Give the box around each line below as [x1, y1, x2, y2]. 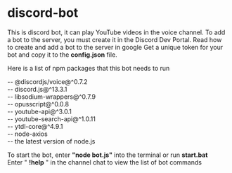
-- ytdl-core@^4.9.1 [7, 122, 63, 130]
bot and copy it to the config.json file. [7, 50, 117, 59]
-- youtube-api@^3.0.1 [7, 107, 72, 116]
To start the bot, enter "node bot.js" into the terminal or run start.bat [7, 151, 208, 159]
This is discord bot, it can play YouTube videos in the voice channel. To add [7, 28, 226, 36]
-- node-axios [7, 130, 48, 138]
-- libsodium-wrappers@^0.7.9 [7, 92, 96, 101]
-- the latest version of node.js [7, 137, 96, 145]
